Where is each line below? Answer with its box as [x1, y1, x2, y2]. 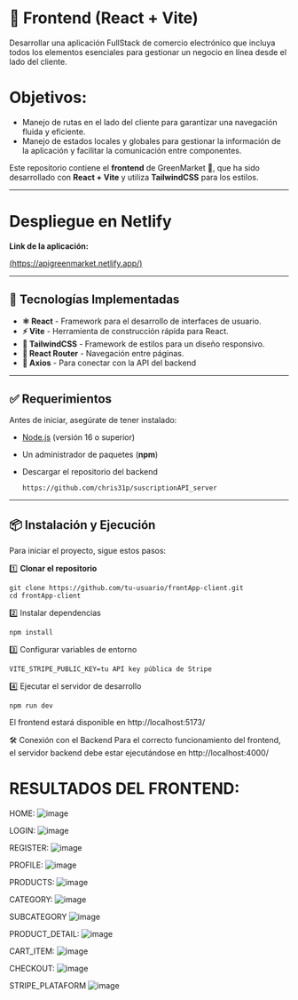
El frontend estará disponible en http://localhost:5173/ [9, 717, 206, 728]
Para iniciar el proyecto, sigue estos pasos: [9, 546, 167, 556]
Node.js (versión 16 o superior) [21, 432, 136, 443]
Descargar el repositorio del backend [21, 467, 158, 477]
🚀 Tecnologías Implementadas [9, 292, 180, 308]
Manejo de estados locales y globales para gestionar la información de [21, 135, 281, 146]
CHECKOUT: [9, 964, 55, 974]
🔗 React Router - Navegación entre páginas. [21, 348, 184, 358]
